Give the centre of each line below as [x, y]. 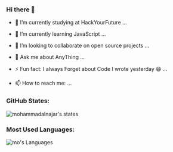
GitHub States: [28, 101]
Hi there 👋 [21, 10]
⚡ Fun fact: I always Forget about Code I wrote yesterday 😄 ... [91, 69]
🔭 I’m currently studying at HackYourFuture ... [71, 23]
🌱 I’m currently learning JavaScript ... [60, 34]
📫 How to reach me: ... [43, 83]
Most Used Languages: [41, 129]
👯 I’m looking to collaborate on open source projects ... [82, 46]
